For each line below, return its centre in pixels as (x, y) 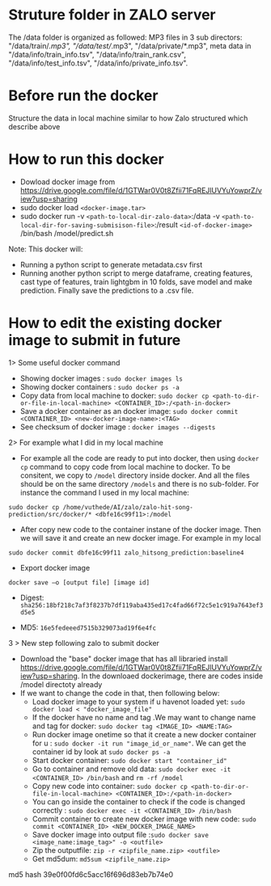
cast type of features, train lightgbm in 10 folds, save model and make (136, 281)
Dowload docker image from (68, 181)
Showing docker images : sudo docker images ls (102, 378)
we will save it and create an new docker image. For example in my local (140, 538)
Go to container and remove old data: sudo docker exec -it (131, 769)
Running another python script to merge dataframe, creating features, (136, 273)
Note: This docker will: (46, 249)
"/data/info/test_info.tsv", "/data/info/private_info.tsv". (98, 63)
